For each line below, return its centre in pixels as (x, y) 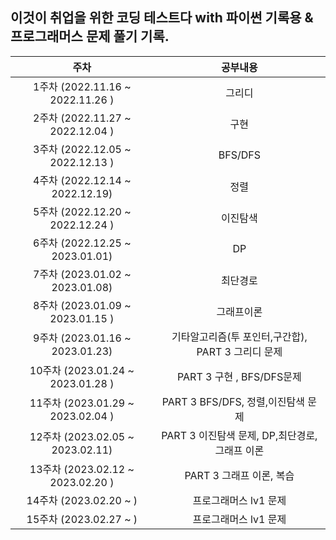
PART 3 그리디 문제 (239, 351)
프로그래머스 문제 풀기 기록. (90, 36)
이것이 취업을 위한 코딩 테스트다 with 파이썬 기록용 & (162, 18)
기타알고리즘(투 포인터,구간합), (239, 336)
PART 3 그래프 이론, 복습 (239, 475)
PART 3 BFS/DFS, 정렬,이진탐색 (233, 401)
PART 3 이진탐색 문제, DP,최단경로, (239, 435)
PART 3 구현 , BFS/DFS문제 (239, 376)
